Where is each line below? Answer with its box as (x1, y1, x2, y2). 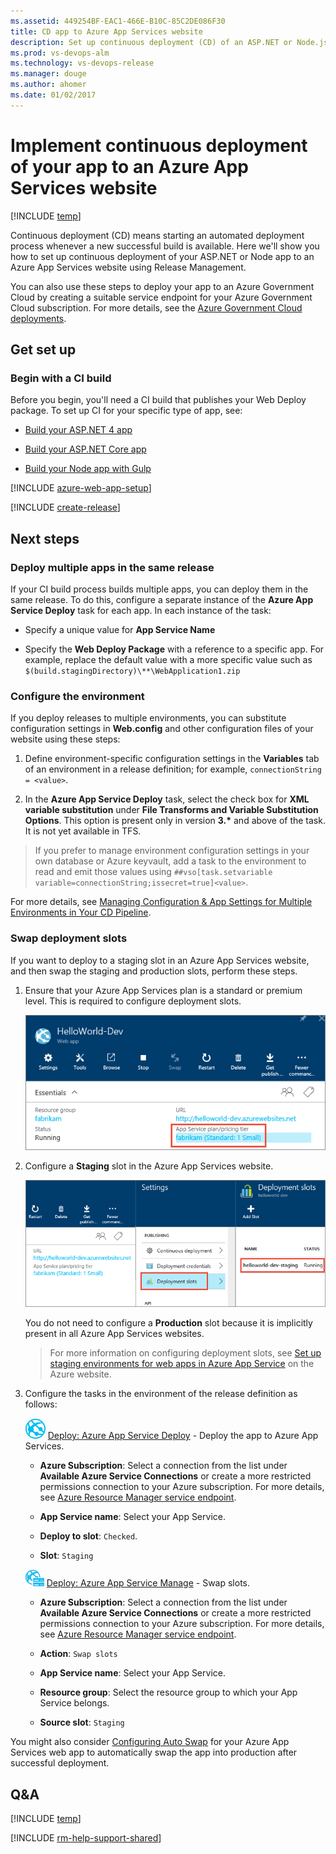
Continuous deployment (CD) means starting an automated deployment (10, 229, 305, 241)
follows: (24, 1398, 58, 1410)
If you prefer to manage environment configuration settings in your (34, 845, 310, 857)
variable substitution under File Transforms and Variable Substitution (24, 804, 319, 816)
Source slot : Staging (39, 1716, 125, 1729)
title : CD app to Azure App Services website (10, 26, 203, 37)
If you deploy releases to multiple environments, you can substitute (10, 712, 287, 724)
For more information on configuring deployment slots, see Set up (49, 1347, 322, 1359)
